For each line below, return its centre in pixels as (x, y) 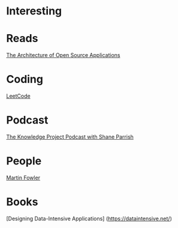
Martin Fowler (23, 178)
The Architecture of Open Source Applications (63, 55)
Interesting (34, 11)
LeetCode (19, 96)
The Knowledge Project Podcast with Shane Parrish (70, 137)
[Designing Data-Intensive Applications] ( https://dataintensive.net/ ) (89, 218)
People (24, 161)
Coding (25, 79)
